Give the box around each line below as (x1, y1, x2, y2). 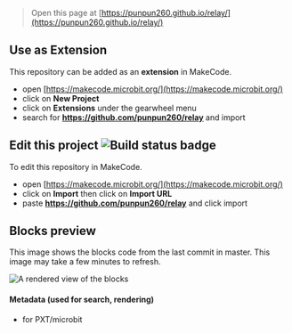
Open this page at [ (30, 8, 102, 18)
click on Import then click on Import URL (21, 188, 173, 199)
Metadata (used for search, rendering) (9, 294, 154, 305)
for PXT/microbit (21, 313, 83, 324)
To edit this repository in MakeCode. (9, 161, 142, 172)
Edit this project (9, 138, 99, 153)
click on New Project (21, 93, 100, 103)
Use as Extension (9, 43, 108, 58)
